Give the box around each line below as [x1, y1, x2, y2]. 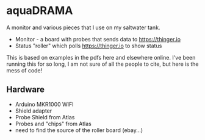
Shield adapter [15, 107, 52, 114]
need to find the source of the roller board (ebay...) [15, 126, 143, 134]
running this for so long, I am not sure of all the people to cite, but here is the [6, 60, 199, 68]
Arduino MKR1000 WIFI [15, 100, 74, 108]
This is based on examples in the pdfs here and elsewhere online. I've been [6, 54, 196, 61]
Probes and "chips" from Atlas [15, 120, 92, 127]
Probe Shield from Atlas [15, 113, 75, 121]
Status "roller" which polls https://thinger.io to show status [15, 42, 162, 49]
